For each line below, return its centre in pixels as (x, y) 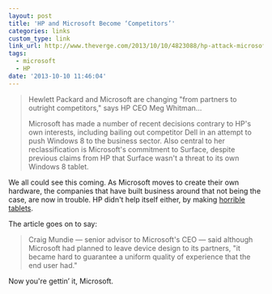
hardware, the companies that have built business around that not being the (135, 190)
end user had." (53, 265)
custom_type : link (39, 38)
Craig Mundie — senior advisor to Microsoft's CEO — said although (140, 239)
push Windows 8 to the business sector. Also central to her (126, 141)
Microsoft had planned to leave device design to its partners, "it (134, 248)
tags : (17, 53)
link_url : (25, 46)
